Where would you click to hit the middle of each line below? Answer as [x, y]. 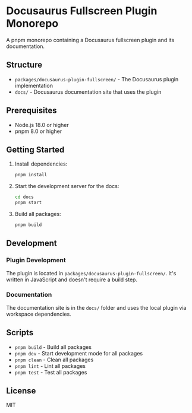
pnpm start [28, 203]
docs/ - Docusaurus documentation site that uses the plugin [88, 92]
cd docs [24, 197]
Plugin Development [36, 260]
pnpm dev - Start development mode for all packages [79, 353]
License [21, 391]
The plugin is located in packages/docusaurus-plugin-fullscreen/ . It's [91, 273]
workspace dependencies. [39, 314]
